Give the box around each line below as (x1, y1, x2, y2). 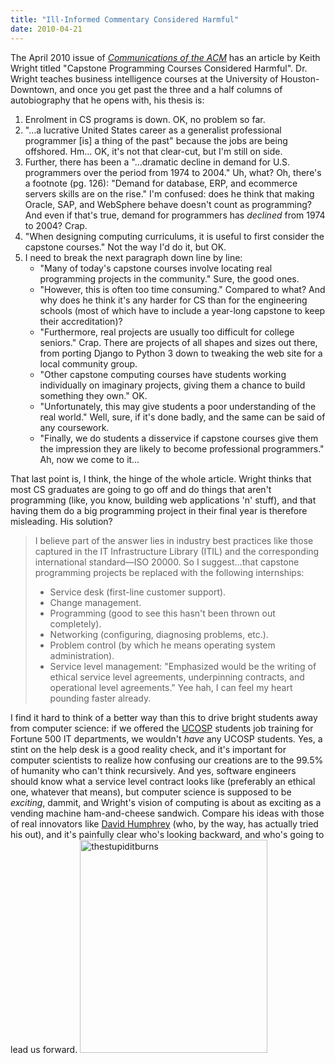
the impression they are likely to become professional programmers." (39, 442, 325, 455)
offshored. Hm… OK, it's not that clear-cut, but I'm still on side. (24, 145, 283, 157)
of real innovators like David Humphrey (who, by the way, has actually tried (10, 817, 319, 830)
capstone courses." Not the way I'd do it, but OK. (24, 241, 227, 253)
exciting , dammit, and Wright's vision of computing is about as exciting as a (10, 796, 322, 808)
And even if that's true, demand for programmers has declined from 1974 (24, 209, 326, 221)
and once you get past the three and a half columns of (59, 83, 283, 95)
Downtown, (10, 83, 58, 95)
